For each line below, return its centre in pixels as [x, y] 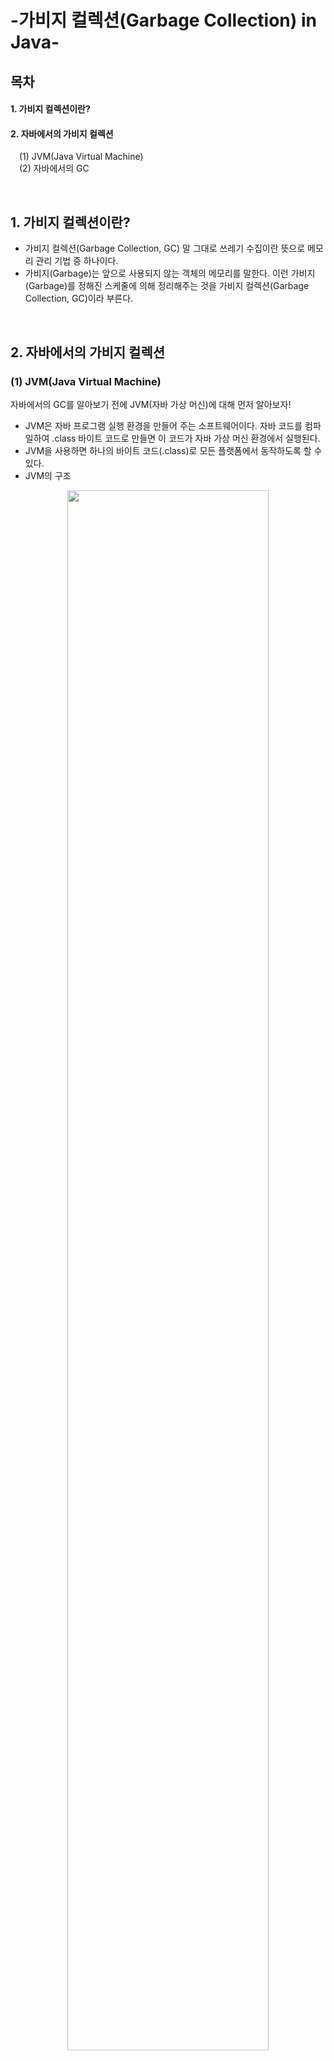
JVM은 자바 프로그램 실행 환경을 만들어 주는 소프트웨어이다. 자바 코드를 [163, 425]
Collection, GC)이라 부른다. [79, 298]
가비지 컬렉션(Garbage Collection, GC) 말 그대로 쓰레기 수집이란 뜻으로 [165, 248]
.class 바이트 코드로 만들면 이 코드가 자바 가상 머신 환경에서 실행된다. [186, 438]
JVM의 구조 [48, 475]
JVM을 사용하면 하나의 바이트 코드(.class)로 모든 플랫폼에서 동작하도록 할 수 [173, 450]
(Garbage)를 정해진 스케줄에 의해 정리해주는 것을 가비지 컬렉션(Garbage [167, 286]
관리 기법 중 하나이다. [77, 261]
